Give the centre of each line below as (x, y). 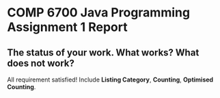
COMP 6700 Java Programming (98, 13)
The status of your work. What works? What (103, 52)
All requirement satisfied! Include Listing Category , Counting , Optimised (110, 79)
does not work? (41, 63)
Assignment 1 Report (67, 27)
